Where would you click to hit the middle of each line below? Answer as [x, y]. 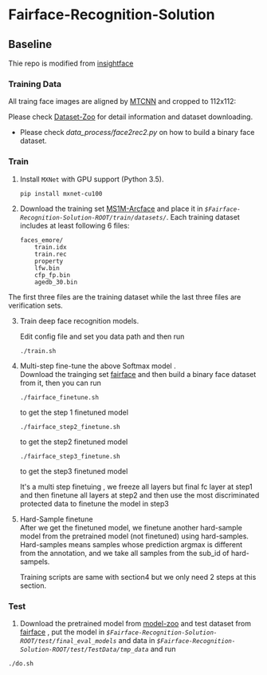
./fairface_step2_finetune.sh [70, 427]
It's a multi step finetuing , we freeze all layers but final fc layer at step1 [136, 486]
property [49, 261]
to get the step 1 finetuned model [74, 412]
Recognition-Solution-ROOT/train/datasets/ [93, 217]
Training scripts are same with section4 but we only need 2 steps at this [138, 577]
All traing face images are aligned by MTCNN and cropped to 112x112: [122, 101]
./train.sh [38, 351]
